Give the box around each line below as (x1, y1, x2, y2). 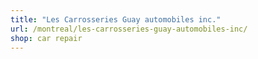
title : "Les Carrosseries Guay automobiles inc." (10, 14, 222, 25)
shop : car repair (10, 33, 83, 43)
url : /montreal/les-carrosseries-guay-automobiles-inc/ (10, 24, 248, 34)
